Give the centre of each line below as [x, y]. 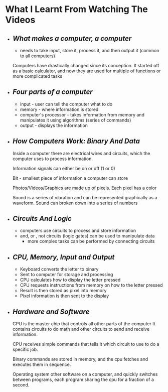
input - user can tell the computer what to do [66, 104]
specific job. [25, 349]
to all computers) [37, 56]
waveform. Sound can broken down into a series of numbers [75, 203]
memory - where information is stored [59, 109]
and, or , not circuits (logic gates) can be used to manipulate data [87, 236]
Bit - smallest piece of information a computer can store [70, 178]
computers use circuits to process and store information [78, 231]
